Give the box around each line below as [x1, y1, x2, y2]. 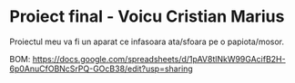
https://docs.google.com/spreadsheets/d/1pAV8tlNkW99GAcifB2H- [32, 53, 286, 64]
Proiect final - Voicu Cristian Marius [9, 6, 285, 27]
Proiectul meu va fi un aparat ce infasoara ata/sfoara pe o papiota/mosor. [9, 36, 285, 47]
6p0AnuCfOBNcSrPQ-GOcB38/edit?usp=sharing [9, 63, 193, 74]
